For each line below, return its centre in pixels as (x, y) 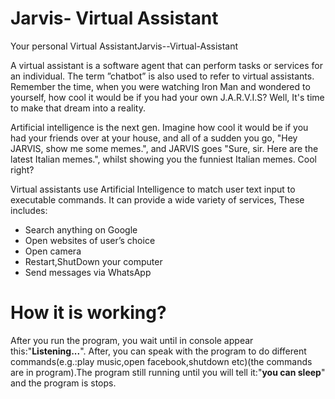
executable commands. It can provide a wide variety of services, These (157, 199)
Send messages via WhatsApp (88, 272)
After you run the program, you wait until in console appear (132, 340)
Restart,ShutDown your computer (93, 261)
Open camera (53, 251)
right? (22, 169)
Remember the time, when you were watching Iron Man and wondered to (160, 86)
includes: (29, 210)
